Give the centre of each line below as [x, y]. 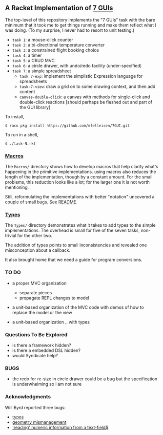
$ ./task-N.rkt [20, 144]
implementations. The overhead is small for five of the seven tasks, [72, 230]
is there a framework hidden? [42, 345]
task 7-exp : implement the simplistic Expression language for [81, 76]
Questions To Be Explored [36, 334]
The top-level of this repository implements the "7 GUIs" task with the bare [80, 20]
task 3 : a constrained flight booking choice [55, 50]
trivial [10, 236]
